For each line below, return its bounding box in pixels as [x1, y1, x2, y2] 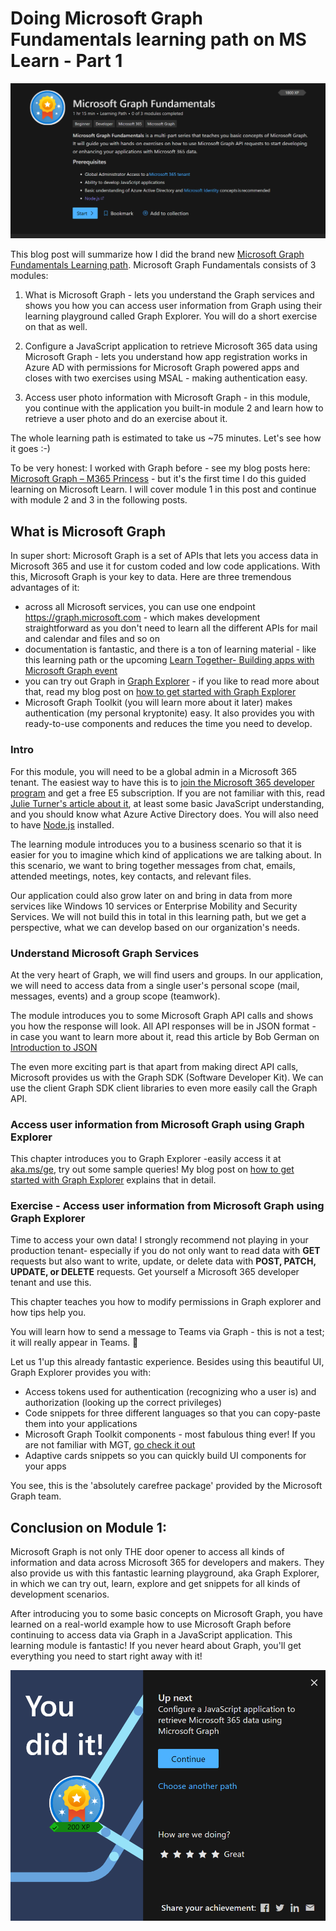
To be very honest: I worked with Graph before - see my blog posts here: [10, 462, 311, 474]
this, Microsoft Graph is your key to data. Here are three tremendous [10, 571, 292, 583]
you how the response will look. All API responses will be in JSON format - [10, 1020, 317, 1032]
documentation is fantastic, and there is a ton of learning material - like [24, 643, 317, 656]
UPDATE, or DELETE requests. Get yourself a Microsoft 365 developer [10, 1266, 300, 1278]
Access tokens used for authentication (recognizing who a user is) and [24, 1386, 317, 1398]
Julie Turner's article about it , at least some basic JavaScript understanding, [10, 797, 325, 809]
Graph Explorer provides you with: [10, 1367, 152, 1379]
